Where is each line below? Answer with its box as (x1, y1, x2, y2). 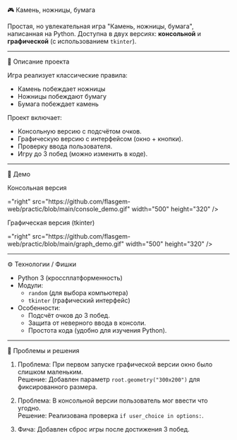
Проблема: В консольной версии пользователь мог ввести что (17, 396, 208, 405)
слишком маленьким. (17, 368, 83, 376)
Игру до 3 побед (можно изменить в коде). (17, 150, 148, 157)
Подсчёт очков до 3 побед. (28, 311, 111, 319)
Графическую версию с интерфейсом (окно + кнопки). (17, 135, 183, 143)
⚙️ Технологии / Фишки (7, 260, 77, 268)
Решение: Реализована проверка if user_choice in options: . (17, 412, 205, 420)
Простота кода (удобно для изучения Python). (28, 326, 167, 334)
